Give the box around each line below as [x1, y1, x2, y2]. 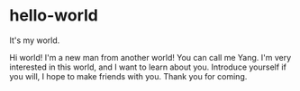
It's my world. [9, 35, 60, 45]
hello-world [9, 5, 99, 26]
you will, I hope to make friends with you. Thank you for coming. [9, 70, 248, 81]
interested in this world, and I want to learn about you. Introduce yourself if [9, 62, 286, 72]
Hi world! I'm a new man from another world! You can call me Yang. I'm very [9, 52, 291, 62]
